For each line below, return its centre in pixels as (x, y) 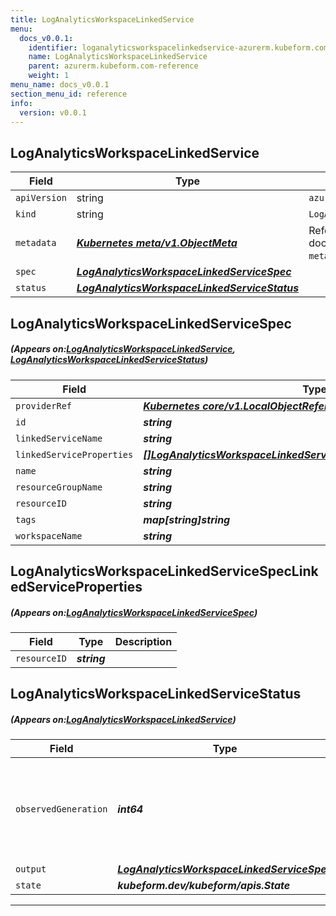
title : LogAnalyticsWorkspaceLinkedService (102, 19)
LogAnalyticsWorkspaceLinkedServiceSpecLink (164, 571)
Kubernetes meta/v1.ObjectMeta (157, 243)
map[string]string (187, 519)
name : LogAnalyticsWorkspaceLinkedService (118, 57)
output (31, 869)
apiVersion (41, 198)
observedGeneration (61, 809)
